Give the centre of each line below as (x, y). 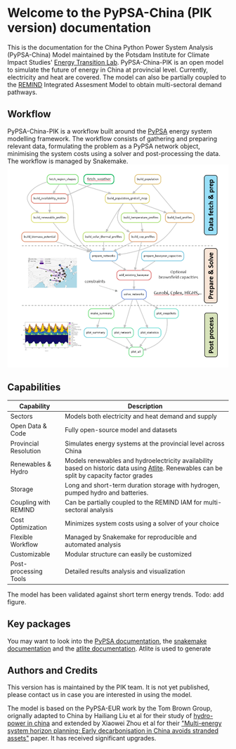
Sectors (21, 417)
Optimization (29, 527)
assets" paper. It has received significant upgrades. (82, 738)
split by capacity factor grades (109, 475)
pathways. (22, 92)
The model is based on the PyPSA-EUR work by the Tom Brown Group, (110, 708)
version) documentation (79, 28)
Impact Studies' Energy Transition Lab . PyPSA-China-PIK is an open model (116, 62)
